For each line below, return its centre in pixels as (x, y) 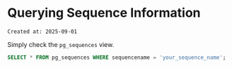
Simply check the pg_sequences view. (61, 44)
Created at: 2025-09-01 (42, 32)
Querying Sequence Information (104, 13)
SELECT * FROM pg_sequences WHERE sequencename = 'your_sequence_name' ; (117, 57)
